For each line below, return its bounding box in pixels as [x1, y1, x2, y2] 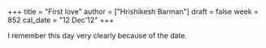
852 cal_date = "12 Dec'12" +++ [7, 15, 115, 25]
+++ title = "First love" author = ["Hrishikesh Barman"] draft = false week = [7, 7, 259, 16]
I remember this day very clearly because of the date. [7, 31, 188, 40]
